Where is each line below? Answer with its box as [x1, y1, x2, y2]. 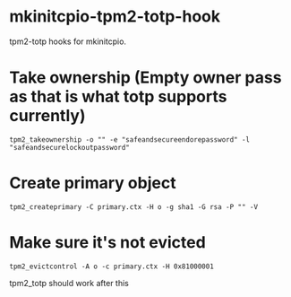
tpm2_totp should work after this [9, 277, 130, 288]
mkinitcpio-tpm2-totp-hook [9, 6, 221, 27]
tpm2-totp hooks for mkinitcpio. [9, 36, 127, 47]
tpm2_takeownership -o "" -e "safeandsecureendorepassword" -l [9, 135, 251, 144]
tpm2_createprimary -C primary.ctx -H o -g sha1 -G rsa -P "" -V [9, 202, 258, 212]
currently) [9, 106, 86, 127]
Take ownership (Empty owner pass [9, 67, 282, 88]
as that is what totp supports [9, 87, 227, 107]
